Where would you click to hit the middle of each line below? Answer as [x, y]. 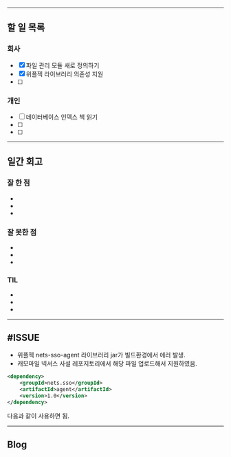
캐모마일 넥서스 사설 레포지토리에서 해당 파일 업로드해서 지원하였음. [107, 364]
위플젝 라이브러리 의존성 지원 [65, 74]
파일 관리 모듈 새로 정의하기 [63, 65]
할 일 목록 [26, 28]
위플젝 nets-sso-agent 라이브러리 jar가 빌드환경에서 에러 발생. [101, 355]
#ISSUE [23, 337]
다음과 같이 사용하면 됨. [38, 416]
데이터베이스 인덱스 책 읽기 [62, 117]
